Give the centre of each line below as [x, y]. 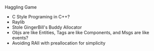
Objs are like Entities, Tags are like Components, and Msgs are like [81, 32]
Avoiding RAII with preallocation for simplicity [59, 43]
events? [20, 38]
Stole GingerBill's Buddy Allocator [47, 27]
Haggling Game [21, 7]
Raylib [18, 22]
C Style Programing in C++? [41, 17]
